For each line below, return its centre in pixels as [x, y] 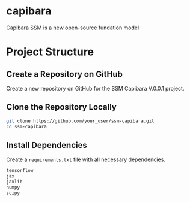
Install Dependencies [47, 145]
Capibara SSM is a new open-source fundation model [73, 28]
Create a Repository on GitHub [65, 74]
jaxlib [14, 182]
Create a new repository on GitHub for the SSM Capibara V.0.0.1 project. [95, 88]
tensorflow [20, 171]
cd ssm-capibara [26, 126]
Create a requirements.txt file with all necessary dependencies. [86, 159]
